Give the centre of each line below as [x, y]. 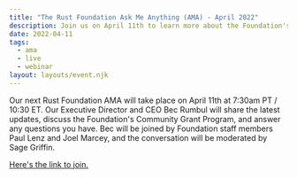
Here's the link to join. [49, 164]
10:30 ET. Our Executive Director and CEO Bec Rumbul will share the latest [145, 109]
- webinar [35, 67]
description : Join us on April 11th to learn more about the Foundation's [150, 26]
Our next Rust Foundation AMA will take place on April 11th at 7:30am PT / [143, 100]
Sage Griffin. [32, 147]
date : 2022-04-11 [41, 34]
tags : [19, 42]
